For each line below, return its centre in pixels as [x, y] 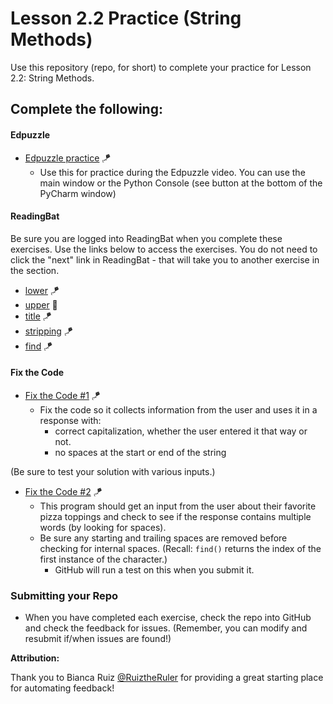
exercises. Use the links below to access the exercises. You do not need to [164, 249]
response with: [70, 420]
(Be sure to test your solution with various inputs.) [113, 471]
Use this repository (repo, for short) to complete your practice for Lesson [161, 67]
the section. [35, 270]
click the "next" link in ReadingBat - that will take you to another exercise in [165, 259]
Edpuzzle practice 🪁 [68, 158]
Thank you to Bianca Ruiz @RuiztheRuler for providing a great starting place [167, 678]
